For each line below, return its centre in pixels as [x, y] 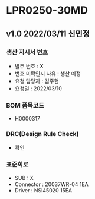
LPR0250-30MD [47, 10]
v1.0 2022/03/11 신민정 [48, 34]
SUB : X [24, 178]
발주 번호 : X [29, 66]
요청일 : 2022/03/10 [38, 88]
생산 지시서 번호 [27, 52]
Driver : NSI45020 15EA [43, 190]
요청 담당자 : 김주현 [37, 81]
